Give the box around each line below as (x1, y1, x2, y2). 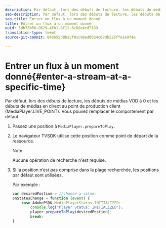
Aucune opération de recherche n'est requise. (12, 157, 106, 163)
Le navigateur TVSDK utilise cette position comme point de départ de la (12, 133, 158, 138)
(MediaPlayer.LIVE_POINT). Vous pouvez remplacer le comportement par (5, 108, 154, 114)
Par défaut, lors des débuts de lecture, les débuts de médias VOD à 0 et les (5, 97, 159, 104)
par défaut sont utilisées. (12, 172, 63, 178)
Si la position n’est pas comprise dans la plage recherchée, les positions (12, 167, 159, 173)
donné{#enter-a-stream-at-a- (5, 71, 132, 82)
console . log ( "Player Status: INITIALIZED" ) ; (30, 205, 124, 210)
